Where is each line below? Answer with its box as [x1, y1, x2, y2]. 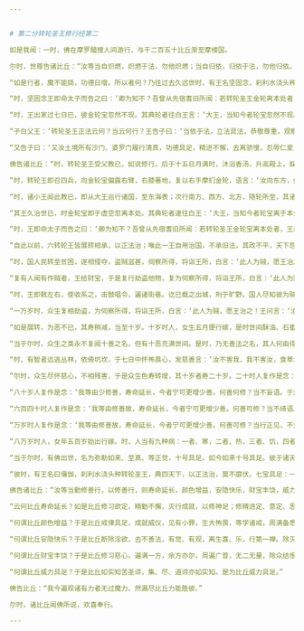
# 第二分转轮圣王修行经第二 [9, 29, 100, 38]
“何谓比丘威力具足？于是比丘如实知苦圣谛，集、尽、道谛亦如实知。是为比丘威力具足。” [9, 567, 283, 577]
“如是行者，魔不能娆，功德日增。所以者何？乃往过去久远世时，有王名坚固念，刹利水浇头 [9, 78, 290, 87]
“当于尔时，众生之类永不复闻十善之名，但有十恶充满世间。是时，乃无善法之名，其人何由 [9, 339, 290, 348]
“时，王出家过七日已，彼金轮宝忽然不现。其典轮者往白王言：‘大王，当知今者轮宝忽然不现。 [9, 110, 300, 120]
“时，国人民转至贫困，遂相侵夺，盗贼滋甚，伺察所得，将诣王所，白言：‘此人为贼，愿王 [9, 258, 287, 267]
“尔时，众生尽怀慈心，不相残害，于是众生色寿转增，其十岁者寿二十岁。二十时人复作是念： [9, 372, 297, 381]
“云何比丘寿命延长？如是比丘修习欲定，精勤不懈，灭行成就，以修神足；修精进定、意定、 [9, 503, 290, 512]
